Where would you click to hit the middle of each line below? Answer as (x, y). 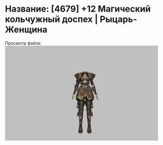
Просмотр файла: (23, 43)
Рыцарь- (118, 19)
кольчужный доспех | (51, 19)
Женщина (26, 30)
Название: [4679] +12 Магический (78, 9)
